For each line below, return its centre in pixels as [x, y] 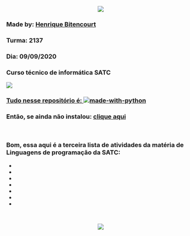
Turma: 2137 [25, 40]
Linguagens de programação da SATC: [64, 152]
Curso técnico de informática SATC [58, 72]
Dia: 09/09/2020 [31, 56]
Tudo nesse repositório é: [44, 100]
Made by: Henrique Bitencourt [51, 24]
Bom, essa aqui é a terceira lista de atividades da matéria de [95, 145]
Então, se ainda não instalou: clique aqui [66, 117]
